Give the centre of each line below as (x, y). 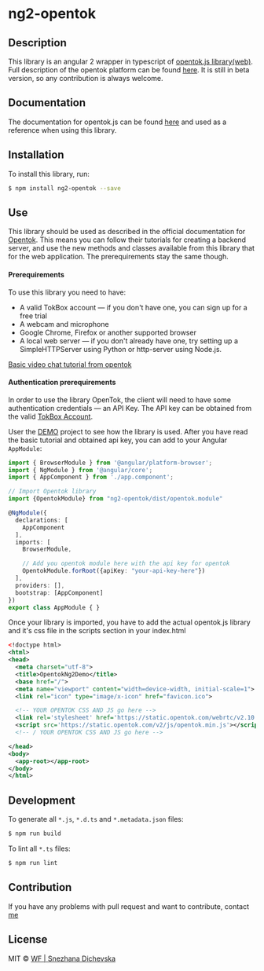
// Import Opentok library (52, 492)
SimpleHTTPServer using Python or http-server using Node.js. (121, 349)
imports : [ (33, 542)
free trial (33, 316)
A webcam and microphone (64, 324)
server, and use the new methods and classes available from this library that (132, 248)
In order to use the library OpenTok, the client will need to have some (120, 399)
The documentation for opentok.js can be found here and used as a (117, 122)
